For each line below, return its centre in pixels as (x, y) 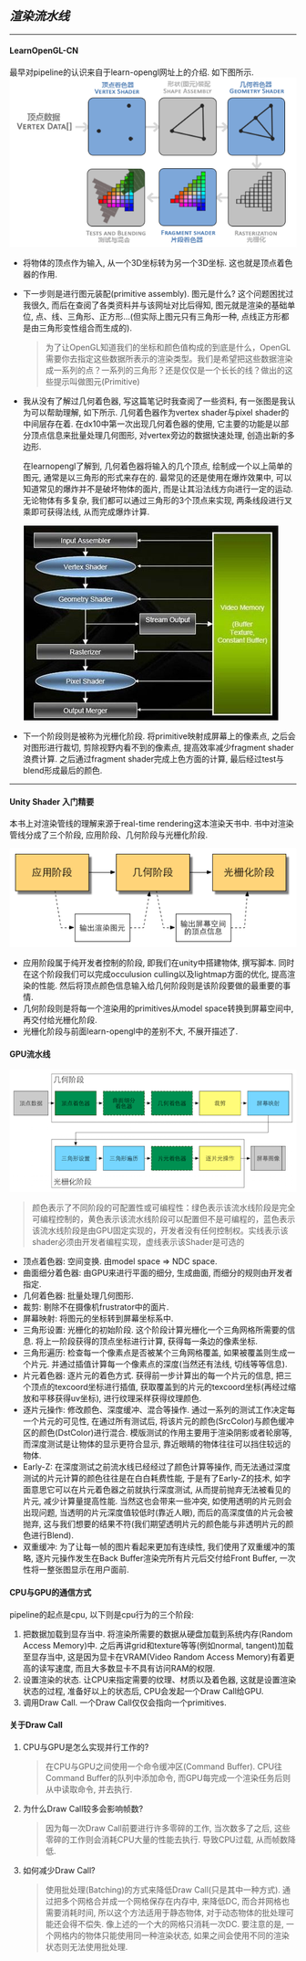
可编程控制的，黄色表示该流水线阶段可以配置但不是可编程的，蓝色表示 (163, 1219)
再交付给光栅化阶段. (60, 1019)
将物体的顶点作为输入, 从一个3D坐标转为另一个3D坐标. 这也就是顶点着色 (158, 262)
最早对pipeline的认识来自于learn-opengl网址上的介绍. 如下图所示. (132, 72)
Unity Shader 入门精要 (52, 801)
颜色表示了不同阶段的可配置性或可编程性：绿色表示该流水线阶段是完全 (163, 1207)
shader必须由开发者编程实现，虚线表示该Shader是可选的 (138, 1242)
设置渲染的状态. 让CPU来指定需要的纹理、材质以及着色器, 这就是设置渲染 (159, 1680)
